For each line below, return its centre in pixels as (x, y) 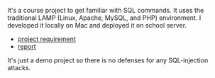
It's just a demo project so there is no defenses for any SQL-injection (108, 60)
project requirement (46, 39)
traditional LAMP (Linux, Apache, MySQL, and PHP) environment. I (104, 18)
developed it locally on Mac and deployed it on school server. (97, 25)
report (27, 46)
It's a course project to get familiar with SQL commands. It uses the (106, 10)
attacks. (19, 68)
